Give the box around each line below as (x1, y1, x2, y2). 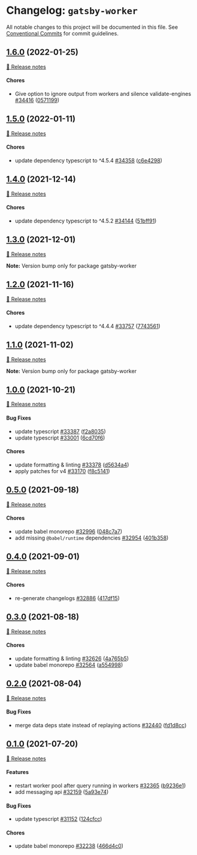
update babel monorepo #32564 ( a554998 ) (14, 661, 123, 669)
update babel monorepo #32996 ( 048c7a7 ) (14, 528, 123, 535)
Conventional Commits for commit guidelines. (6, 29, 119, 37)
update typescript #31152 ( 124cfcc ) (14, 815, 102, 823)
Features (6, 769, 29, 776)
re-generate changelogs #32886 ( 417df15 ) (14, 594, 120, 601)
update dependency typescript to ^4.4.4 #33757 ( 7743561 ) (14, 322, 160, 330)
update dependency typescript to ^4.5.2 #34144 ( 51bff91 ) (14, 217, 157, 224)
